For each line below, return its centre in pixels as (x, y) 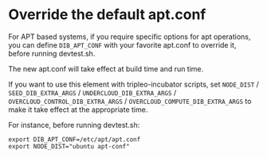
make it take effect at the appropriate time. (78, 110)
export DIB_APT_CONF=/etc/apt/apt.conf (75, 139)
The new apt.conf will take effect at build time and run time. (106, 68)
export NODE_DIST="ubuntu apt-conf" (69, 146)
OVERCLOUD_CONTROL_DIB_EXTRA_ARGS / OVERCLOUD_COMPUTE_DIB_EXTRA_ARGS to (130, 101)
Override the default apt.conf (107, 15)
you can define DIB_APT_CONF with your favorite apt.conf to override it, (122, 44)
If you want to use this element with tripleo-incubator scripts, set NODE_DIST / (133, 84)
